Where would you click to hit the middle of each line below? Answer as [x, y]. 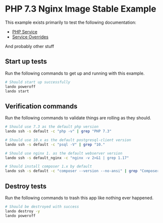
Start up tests [26, 62]
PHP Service [25, 32]
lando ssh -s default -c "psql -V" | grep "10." [55, 144]
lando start [17, 91]
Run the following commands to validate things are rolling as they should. [78, 118]
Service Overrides [30, 37]
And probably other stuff [30, 46]
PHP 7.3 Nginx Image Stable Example [81, 9]
